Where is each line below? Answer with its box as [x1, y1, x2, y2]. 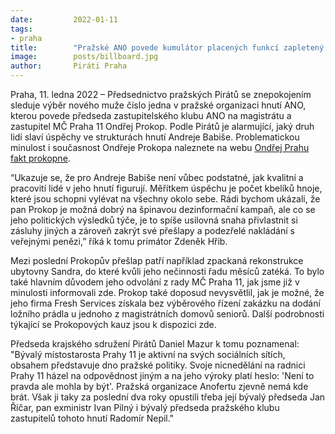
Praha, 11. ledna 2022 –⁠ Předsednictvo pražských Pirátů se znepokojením [10, 89, 312, 100]
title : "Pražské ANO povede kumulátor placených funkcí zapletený [10, 42, 325, 53]
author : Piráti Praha [10, 61, 128, 71]
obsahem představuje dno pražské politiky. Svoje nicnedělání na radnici [10, 359, 306, 371]
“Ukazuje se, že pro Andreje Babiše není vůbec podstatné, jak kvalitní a [10, 172, 304, 183]
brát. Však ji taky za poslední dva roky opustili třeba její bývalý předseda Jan [10, 391, 326, 403]
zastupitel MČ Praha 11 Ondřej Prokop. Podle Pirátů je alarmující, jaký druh [10, 121, 315, 132]
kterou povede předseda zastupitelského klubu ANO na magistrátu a [10, 110, 292, 121]
